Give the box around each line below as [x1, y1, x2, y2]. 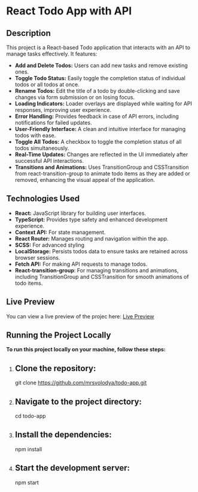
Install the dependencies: [14, 430, 112, 440]
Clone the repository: [14, 363, 96, 373]
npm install [14, 445, 42, 452]
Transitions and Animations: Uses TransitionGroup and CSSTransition [14, 163, 190, 171]
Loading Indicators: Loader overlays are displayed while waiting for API [14, 100, 193, 107]
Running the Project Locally [6, 330, 111, 341]
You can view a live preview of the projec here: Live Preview [6, 312, 154, 320]
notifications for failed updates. [14, 119, 92, 126]
